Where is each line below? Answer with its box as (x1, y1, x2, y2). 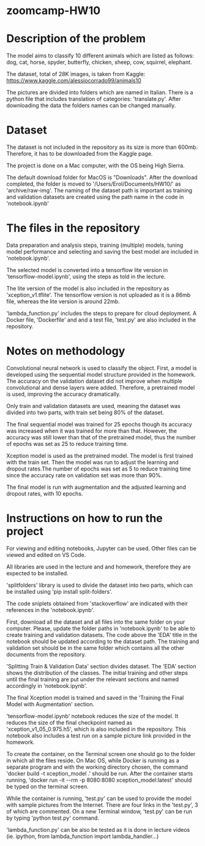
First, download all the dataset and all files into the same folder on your (6, 618, 185, 625)
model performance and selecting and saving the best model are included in (6, 248, 199, 255)
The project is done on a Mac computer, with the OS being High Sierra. (6, 162, 185, 169)
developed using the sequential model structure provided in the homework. (6, 371, 196, 378)
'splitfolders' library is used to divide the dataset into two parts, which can (6, 581, 193, 589)
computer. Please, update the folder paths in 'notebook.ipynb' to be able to (6, 624, 196, 632)
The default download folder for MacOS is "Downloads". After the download (6, 174, 198, 181)
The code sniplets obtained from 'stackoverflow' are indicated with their (6, 600, 188, 607)
